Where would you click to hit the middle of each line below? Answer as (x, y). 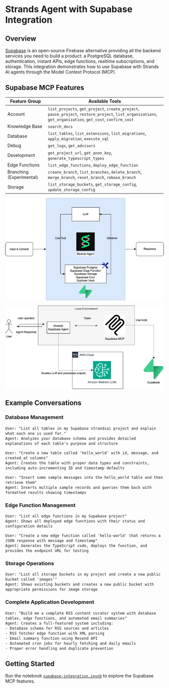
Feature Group (25, 101)
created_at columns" (27, 458)
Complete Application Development (50, 602)
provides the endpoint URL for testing (47, 551)
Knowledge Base (25, 126)
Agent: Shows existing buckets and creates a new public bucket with (80, 584)
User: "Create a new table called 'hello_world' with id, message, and (82, 453)
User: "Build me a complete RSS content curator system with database (81, 613)
